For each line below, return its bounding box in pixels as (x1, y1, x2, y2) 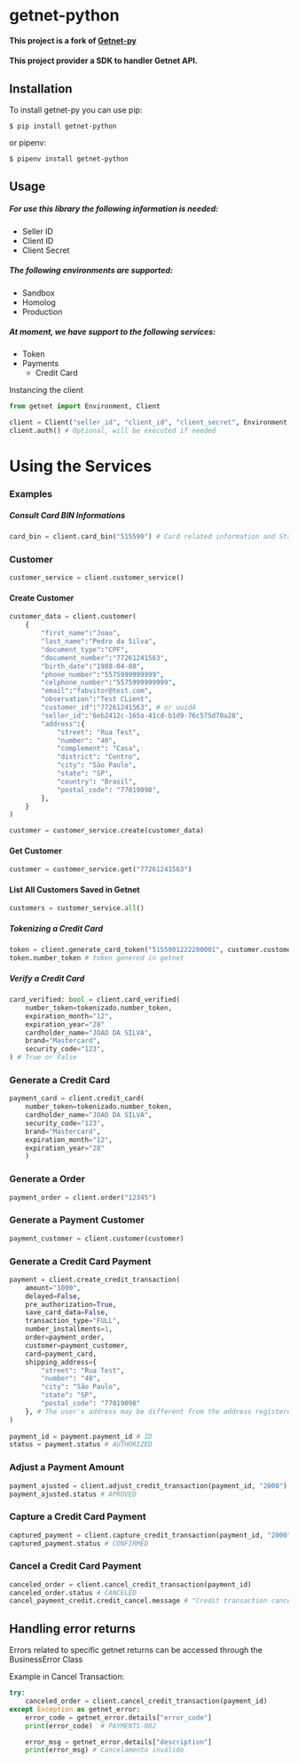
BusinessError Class (9, 1654, 83, 1665)
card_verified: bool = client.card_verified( (9, 996, 180, 1004)
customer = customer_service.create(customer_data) (9, 826, 204, 835)
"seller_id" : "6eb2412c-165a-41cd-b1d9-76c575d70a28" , (41, 711, 244, 720)
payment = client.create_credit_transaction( (9, 1275, 180, 1284)
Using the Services (9, 456, 153, 476)
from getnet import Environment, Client (9, 402, 161, 411)
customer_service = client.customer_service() (9, 573, 184, 582)
